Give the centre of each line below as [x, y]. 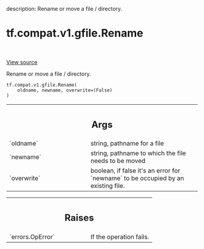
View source [22, 62]
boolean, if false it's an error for [135, 171]
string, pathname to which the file [138, 153]
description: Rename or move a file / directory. [64, 9]
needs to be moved [118, 161]
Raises [79, 218]
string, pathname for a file [127, 144]
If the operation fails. [120, 237]
